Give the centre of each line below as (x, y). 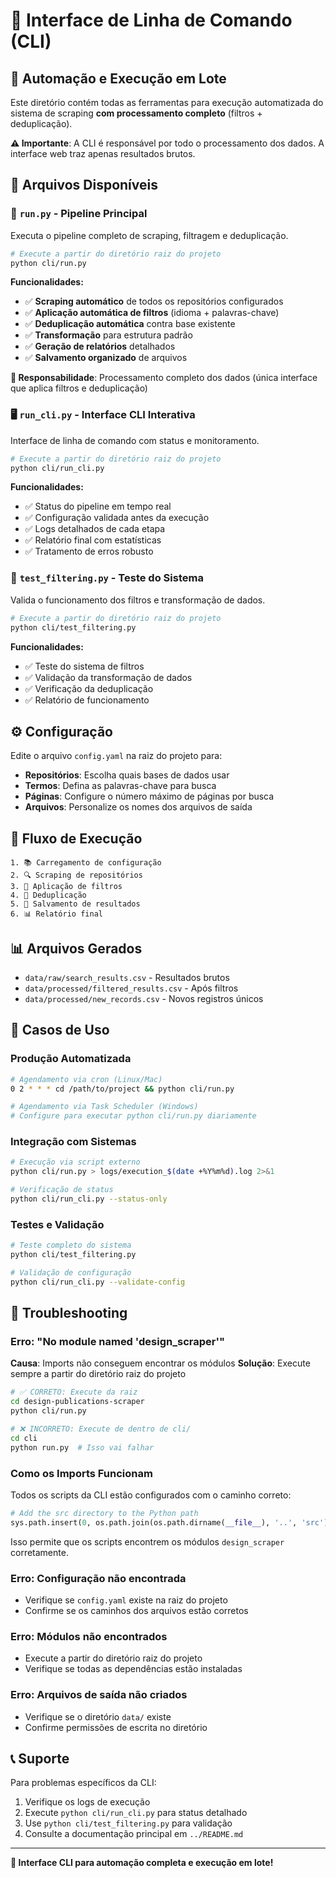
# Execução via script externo (75, 1162)
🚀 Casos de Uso (60, 1030)
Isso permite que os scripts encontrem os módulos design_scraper (147, 1541)
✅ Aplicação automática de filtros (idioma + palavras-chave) (152, 313)
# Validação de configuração (71, 1273)
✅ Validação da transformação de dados (108, 677)
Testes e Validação (57, 1224)
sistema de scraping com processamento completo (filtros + (136, 113)
